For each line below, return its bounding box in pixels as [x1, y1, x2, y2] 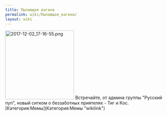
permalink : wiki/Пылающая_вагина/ [5, 12, 77, 17]
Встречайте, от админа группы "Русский [74, 94, 162, 100]
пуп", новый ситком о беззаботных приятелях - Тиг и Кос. [5, 100, 129, 106]
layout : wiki [5, 16, 32, 21]
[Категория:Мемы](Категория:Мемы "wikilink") [5, 105, 105, 111]
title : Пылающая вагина [5, 7, 55, 12]
